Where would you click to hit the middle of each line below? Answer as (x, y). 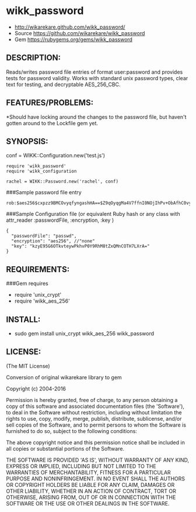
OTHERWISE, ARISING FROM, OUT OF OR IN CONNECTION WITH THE (91, 497)
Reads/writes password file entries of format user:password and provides (94, 72)
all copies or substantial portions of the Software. (65, 448)
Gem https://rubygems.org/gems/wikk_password (73, 39)
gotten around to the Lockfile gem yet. (52, 123)
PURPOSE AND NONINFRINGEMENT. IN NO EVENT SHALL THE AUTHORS (96, 479)
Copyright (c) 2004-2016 (36, 389)
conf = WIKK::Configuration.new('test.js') (56, 156)
